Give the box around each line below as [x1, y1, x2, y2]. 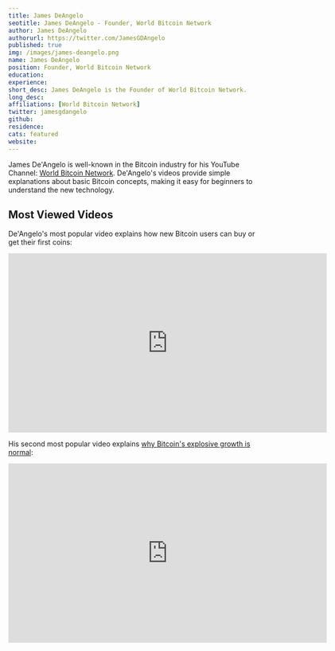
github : [8, 116, 34, 124]
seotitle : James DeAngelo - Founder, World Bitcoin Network [8, 19, 212, 27]
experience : [8, 78, 48, 86]
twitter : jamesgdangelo [8, 108, 88, 116]
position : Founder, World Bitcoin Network [8, 64, 151, 72]
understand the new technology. [8, 185, 115, 194]
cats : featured [8, 130, 59, 138]
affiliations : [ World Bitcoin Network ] [8, 100, 141, 108]
